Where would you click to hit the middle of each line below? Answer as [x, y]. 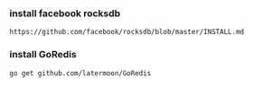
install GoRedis [43, 55]
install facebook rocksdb [65, 13]
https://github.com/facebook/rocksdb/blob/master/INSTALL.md [127, 32]
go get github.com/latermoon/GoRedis [80, 73]
